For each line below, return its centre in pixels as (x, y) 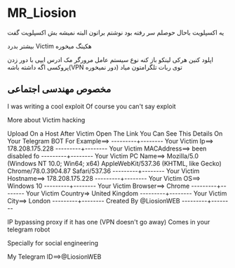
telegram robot (29, 229)
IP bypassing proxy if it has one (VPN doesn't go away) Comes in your (109, 222)
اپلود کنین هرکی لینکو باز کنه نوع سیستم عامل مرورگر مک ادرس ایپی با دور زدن (110, 59)
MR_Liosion (42, 13)
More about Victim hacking (46, 120)
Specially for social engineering (53, 243)
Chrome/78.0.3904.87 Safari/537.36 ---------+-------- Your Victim (103, 171)
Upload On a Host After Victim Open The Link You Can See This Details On (115, 133)
